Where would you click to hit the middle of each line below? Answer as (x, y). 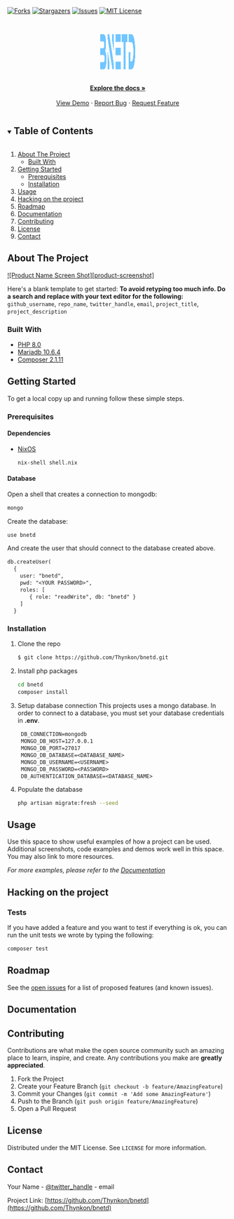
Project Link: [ (27, 1200)
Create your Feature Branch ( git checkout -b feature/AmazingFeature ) (120, 1086)
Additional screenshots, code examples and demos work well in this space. (116, 849)
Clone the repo (39, 644)
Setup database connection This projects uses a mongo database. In (117, 705)
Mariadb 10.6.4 (39, 352)
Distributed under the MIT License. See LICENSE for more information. (107, 1147)
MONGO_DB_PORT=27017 (50, 748)
